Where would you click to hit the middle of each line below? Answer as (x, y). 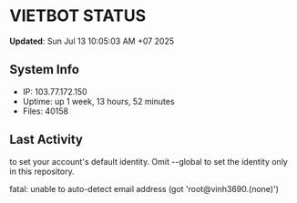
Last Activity (46, 140)
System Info (45, 70)
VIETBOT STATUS (78, 16)
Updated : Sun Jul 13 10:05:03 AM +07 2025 (92, 41)
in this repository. (42, 171)
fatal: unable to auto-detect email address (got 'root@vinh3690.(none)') (144, 188)
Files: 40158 (45, 111)
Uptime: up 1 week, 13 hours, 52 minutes (98, 101)
